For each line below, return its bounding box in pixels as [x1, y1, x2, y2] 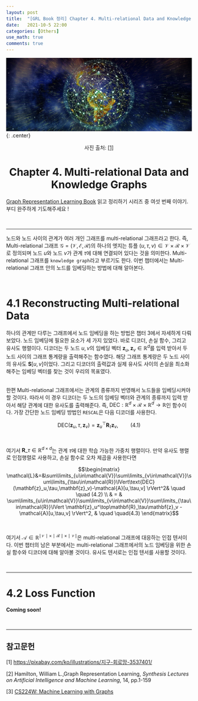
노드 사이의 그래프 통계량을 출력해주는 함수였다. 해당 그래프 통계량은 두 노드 [6, 353, 179, 360]
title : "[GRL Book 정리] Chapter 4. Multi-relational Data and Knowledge [6, 15, 192, 22]
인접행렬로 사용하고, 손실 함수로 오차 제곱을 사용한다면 [12, 454, 137, 461]
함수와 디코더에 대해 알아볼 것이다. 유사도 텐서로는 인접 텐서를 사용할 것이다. [12, 549, 187, 556]
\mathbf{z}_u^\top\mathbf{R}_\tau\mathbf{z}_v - [65, 503, 183, 511]
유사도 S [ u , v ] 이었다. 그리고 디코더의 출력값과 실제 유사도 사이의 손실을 [12, 360, 174, 367]
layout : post [6, 9, 38, 15]
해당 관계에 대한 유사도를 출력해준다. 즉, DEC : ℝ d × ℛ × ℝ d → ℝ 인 [16, 400, 171, 409]
